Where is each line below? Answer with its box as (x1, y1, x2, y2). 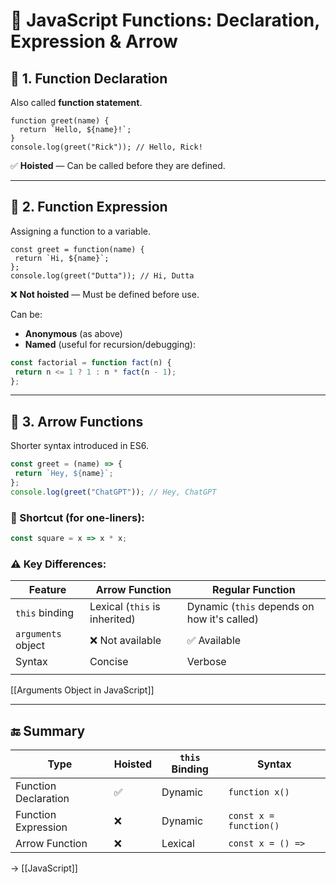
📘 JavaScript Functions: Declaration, (10, 9, 320, 32)
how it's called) (186, 612, 259, 626)
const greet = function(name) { (10, 244, 145, 254)
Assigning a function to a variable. (10, 225, 152, 237)
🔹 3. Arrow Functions (10, 413, 144, 430)
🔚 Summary (10, 722, 86, 739)
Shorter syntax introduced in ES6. (10, 440, 150, 452)
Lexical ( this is (89, 600, 161, 614)
